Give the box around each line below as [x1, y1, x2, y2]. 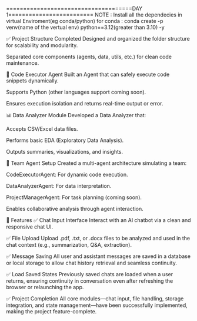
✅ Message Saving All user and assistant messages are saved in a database [6, 253, 191, 260]
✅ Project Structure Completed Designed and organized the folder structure [6, 35, 190, 42]
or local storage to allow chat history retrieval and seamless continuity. [6, 259, 178, 266]
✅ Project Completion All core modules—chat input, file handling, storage [6, 295, 184, 302]
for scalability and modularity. [6, 42, 78, 49]
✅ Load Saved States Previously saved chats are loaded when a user [6, 271, 173, 277]
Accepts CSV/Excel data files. [6, 125, 78, 132]
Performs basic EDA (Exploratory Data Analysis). [6, 137, 124, 144]
